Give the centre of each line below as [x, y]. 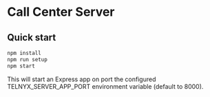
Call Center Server [61, 12]
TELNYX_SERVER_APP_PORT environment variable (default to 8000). [105, 86]
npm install [24, 53]
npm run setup [28, 59]
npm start [21, 66]
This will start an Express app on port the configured [82, 79]
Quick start [32, 37]
